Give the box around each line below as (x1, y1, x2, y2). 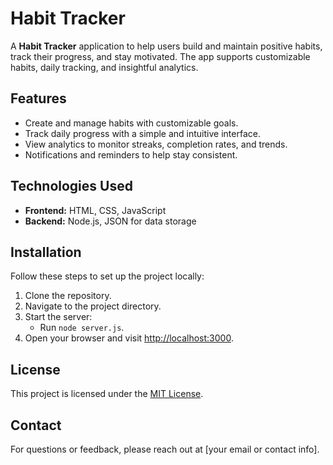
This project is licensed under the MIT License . (10, 388, 204, 400)
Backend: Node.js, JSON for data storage (24, 215, 197, 227)
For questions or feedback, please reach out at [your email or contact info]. (10, 443, 320, 455)
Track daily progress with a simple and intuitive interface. (24, 127, 261, 139)
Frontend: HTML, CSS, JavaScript (24, 204, 167, 216)
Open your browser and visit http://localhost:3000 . (24, 332, 234, 344)
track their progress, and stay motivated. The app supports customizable (10, 50, 311, 62)
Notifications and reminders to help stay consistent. (24, 148, 238, 161)
